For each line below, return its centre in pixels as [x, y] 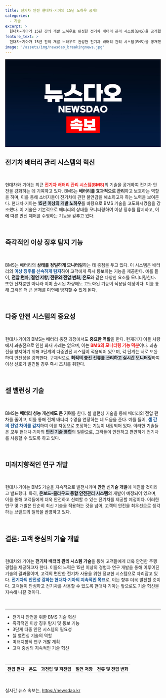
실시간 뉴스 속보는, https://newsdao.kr [43, 691]
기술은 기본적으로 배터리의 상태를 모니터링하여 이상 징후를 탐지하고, [89, 210]
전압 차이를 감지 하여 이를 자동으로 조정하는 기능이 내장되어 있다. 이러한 [78, 425]
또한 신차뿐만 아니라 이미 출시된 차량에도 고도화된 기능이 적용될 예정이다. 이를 [80, 283]
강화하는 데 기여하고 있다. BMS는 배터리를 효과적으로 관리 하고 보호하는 [82, 191]
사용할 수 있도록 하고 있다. [35, 438]
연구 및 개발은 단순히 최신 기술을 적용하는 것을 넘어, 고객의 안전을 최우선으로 [78, 506]
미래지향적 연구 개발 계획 [36, 642]
